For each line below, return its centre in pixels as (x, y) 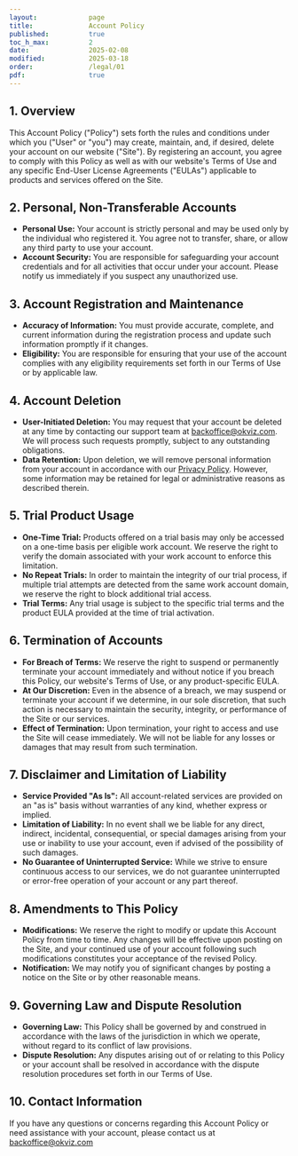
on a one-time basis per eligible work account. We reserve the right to (150, 546)
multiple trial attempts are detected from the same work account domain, (155, 584)
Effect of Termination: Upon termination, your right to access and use (150, 728)
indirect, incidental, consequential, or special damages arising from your (154, 834)
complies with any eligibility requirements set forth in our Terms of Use (151, 363)
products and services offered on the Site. (86, 179)
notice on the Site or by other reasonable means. (111, 978)
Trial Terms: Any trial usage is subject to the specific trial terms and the (153, 603)
